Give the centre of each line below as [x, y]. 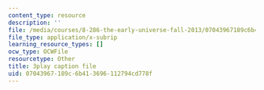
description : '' [35, 23]
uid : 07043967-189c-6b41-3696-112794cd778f [81, 74]
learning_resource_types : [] [56, 45]
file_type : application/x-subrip [63, 37]
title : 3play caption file [52, 67]
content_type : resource [47, 15]
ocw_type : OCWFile [38, 52]
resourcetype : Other [42, 59]
